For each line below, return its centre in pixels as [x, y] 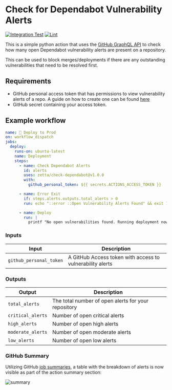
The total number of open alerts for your [100, 300]
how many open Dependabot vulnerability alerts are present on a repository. [86, 50]
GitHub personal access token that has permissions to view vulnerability [89, 94]
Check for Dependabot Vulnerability [84, 9]
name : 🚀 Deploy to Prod [31, 132]
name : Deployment [33, 156]
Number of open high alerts [85, 323]
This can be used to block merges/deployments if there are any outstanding [85, 59]
